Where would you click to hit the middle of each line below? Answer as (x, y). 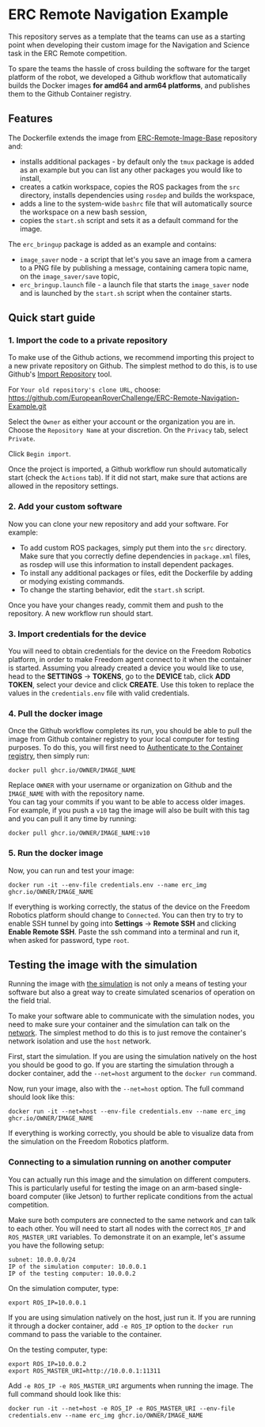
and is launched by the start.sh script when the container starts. (126, 293)
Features (30, 119)
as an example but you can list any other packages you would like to (131, 170)
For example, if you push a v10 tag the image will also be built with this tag (129, 810)
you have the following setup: (56, 1245)
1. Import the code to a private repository (88, 340)
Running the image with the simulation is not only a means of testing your (128, 984)
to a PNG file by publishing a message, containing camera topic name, (134, 267)
